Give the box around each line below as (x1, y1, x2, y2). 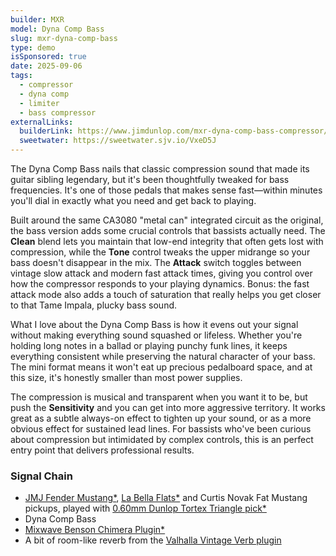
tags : (10, 71, 33, 81)
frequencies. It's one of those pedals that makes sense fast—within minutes (10, 184, 323, 196)
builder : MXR (10, 14, 65, 25)
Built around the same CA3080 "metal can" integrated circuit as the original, (10, 214, 324, 226)
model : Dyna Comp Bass (10, 24, 105, 34)
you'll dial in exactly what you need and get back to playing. (10, 195, 257, 206)
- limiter (19, 98, 60, 108)
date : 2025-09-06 (10, 61, 83, 71)
